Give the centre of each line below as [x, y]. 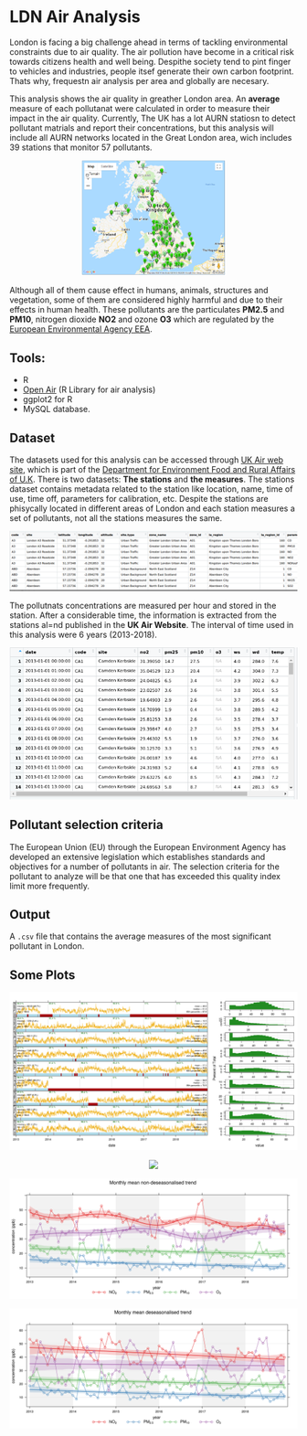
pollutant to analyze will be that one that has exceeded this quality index [145, 876]
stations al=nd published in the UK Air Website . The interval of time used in [152, 625]
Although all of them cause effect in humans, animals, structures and [139, 291]
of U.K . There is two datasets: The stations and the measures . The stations [152, 479]
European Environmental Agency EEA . [81, 329]
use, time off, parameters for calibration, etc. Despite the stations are [139, 498]
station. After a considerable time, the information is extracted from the [143, 615]
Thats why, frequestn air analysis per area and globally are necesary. [139, 80]
